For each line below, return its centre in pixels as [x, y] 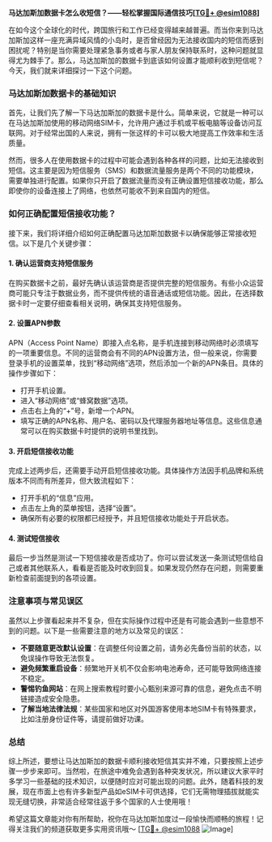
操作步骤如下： [33, 373]
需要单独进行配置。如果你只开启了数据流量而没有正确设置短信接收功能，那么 [136, 181]
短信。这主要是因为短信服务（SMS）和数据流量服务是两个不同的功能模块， [133, 170]
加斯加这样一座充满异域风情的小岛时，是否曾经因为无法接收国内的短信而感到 [136, 40]
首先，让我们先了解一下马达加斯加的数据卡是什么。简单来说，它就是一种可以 [136, 113]
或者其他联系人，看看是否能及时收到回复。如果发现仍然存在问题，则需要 [136, 568]
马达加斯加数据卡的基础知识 [62, 93]
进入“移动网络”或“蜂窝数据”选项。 [76, 400]
